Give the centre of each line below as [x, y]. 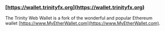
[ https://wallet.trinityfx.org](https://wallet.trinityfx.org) [75, 7]
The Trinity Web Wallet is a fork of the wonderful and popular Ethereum [79, 18]
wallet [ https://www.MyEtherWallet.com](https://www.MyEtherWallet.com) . [83, 23]
